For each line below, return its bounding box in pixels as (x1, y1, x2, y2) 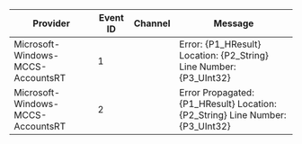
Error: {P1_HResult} (179, 38, 262, 50)
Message (213, 17, 254, 30)
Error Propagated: (179, 86, 254, 98)
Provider (32, 17, 70, 30)
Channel (133, 17, 171, 30)
